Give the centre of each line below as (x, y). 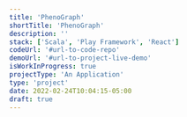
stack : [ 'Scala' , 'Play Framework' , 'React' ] (94, 42)
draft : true (31, 99)
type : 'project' (39, 83)
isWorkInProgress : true (53, 67)
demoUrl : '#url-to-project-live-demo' (80, 58)
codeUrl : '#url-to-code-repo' (65, 50)
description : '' (39, 33)
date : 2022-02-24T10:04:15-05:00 (71, 91)
